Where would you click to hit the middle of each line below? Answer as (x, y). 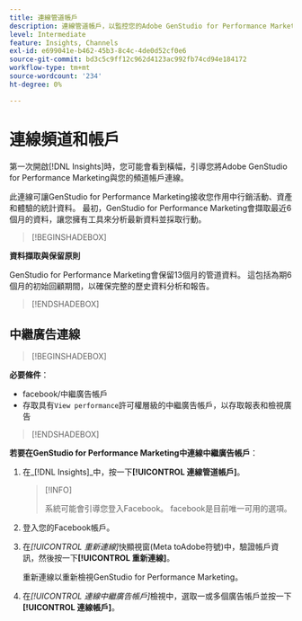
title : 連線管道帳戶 (44, 18)
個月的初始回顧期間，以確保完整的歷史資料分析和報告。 (111, 286)
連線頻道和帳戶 (65, 139)
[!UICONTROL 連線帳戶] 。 (71, 608)
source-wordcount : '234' (56, 76)
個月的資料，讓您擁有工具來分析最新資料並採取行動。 (108, 219)
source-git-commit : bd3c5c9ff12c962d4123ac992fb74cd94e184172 (128, 59)
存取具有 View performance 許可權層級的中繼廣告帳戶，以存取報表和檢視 (153, 405)
